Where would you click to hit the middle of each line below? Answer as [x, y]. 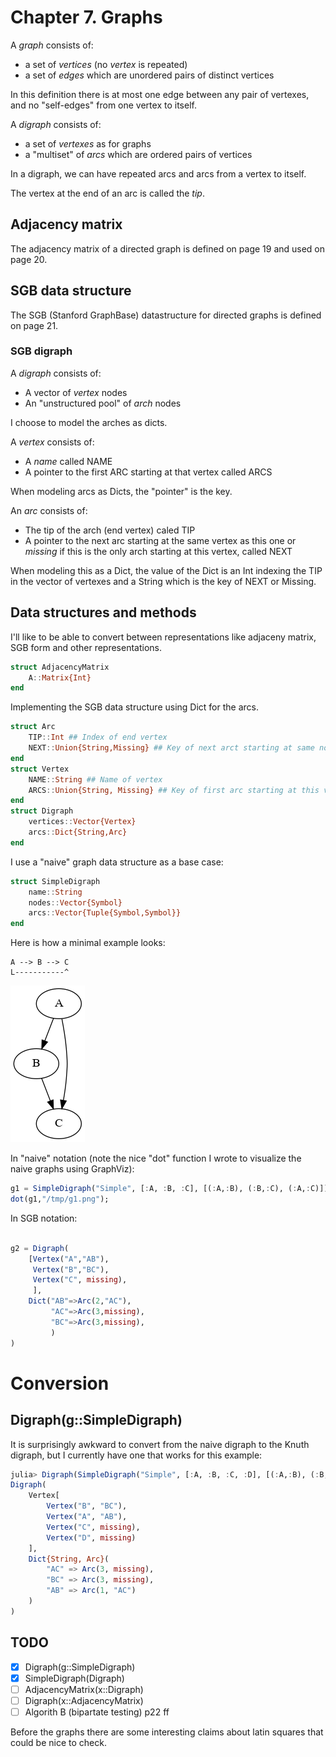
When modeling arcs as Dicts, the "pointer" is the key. [121, 491]
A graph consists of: [52, 45]
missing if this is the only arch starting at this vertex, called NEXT [158, 551]
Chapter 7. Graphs [86, 17]
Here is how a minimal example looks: [88, 943]
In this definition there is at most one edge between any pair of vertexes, [160, 94]
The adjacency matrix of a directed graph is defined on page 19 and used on [168, 248]
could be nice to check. [58, 1742]
